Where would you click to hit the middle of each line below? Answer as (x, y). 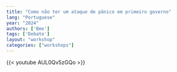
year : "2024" (23, 23)
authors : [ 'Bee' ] (28, 28)
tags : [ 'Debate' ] (28, 34)
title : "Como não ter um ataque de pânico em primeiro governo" (89, 12)
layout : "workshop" (31, 40)
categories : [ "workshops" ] (40, 46)
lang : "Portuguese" (31, 17)
